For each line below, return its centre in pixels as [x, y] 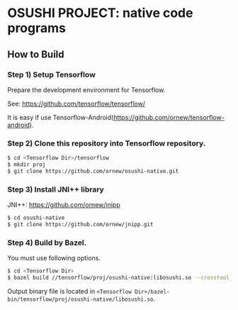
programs [36, 28]
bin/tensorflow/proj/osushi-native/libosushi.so [80, 299]
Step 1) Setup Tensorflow [51, 74]
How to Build [36, 54]
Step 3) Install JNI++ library [56, 189]
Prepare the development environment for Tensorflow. [86, 89]
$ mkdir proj [27, 165]
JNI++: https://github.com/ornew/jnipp [64, 205]
